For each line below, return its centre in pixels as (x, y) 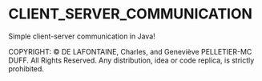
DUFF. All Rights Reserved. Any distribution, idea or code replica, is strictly (131, 60)
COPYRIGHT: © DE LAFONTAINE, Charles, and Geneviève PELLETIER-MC (130, 51)
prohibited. (26, 68)
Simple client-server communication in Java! (82, 36)
